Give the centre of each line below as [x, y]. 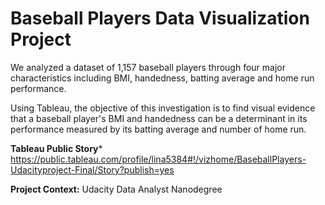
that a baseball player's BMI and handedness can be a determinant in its [159, 118]
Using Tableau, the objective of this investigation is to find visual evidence [163, 108]
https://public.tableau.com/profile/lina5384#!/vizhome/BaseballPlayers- [158, 159]
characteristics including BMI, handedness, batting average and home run [162, 78]
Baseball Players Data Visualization [160, 18]
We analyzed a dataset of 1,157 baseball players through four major [148, 67]
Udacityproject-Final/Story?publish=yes [92, 169]
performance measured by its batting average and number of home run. [158, 129]
